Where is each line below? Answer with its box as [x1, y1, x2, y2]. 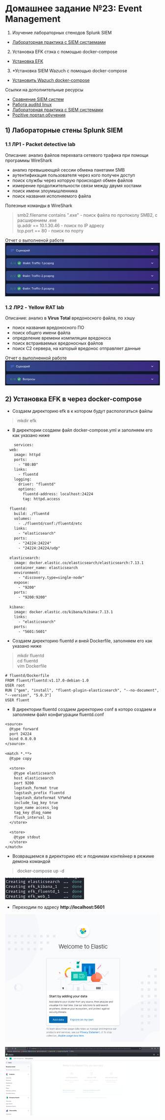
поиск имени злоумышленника [12, 188, 78, 194]
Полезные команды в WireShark [5, 202, 73, 208]
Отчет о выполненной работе [5, 355, 67, 361]
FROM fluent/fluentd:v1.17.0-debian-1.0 [5, 678, 89, 683]
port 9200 [14, 780, 34, 785]
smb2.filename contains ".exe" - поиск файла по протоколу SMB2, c [17, 212, 158, 218]
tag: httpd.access [23, 496, 60, 501]
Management [5, 13, 61, 25]
